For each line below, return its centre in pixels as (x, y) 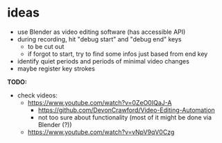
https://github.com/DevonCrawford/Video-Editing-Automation (126, 110)
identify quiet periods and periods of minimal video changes (103, 61)
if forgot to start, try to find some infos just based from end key (118, 54)
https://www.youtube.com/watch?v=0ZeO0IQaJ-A (100, 102)
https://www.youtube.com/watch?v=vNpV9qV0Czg (101, 132)
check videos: (37, 95)
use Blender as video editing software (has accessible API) (101, 32)
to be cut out (46, 46)
